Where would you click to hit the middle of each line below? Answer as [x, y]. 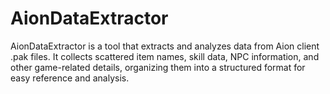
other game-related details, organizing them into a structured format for [158, 67]
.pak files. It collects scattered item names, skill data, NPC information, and [165, 56]
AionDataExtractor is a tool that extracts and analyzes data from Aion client [165, 46]
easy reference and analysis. [70, 78]
